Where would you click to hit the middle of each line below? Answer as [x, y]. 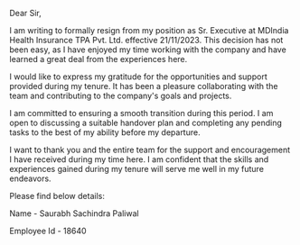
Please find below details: [57, 196]
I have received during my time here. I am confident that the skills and [139, 159]
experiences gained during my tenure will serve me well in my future [137, 169]
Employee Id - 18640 [48, 231]
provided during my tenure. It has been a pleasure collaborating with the [144, 86]
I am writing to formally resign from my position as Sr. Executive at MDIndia [149, 30]
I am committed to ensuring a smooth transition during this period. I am [141, 113]
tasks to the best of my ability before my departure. [105, 132]
